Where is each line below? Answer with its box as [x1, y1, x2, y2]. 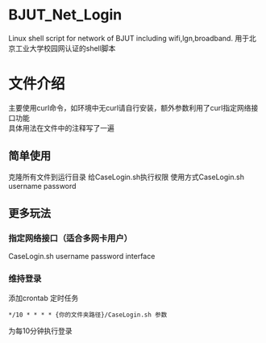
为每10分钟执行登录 [8, 325, 73, 336]
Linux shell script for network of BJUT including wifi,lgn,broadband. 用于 [8, 33, 250, 43]
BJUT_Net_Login [8, 6, 123, 24]
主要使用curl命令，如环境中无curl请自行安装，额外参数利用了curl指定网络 [8, 102, 251, 112]
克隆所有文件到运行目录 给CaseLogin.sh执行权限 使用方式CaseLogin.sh [8, 172, 244, 182]
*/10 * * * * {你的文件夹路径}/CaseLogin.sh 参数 [8, 311, 168, 319]
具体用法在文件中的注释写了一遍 [8, 123, 114, 132]
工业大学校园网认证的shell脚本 [15, 43, 116, 53]
